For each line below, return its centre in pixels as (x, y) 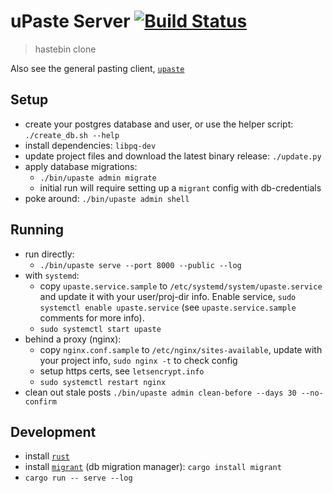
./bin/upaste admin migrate (98, 178)
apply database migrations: (81, 166)
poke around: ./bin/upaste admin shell (107, 198)
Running (37, 230)
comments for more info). (92, 317)
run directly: (49, 254)
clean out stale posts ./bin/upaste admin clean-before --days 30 (160, 392)
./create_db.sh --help (72, 135)
